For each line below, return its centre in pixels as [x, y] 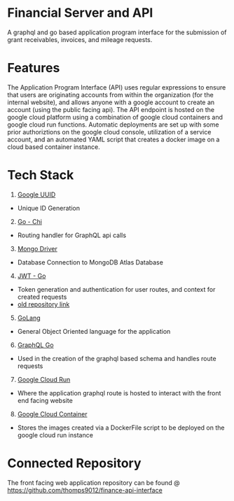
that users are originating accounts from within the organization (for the [110, 94]
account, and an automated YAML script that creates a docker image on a [113, 139]
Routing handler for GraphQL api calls [72, 235]
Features [34, 68]
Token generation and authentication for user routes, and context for [116, 289]
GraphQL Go [35, 345]
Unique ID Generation [49, 208]
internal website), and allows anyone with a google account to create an [111, 102]
